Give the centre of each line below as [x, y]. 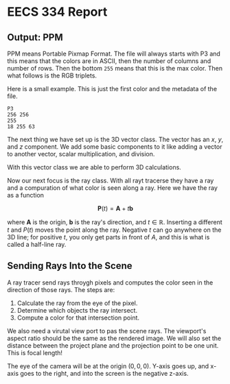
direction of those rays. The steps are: [61, 289]
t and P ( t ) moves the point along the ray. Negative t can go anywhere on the [114, 230]
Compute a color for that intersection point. [78, 317]
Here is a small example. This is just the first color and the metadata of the [112, 89]
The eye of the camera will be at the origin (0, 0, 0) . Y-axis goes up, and [108, 366]
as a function [26, 195]
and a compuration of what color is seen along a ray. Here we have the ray [113, 188]
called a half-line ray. [37, 244]
